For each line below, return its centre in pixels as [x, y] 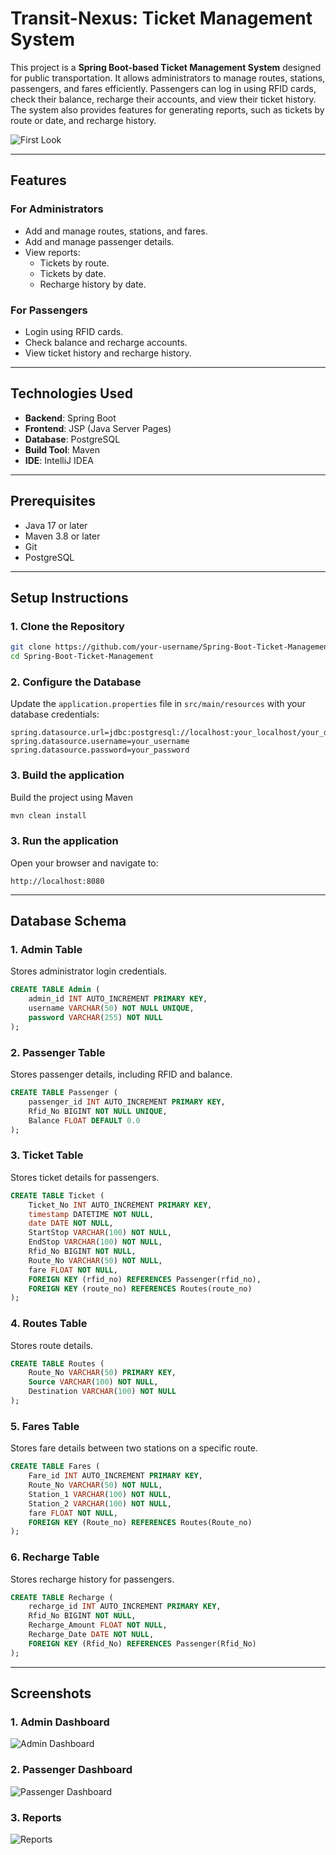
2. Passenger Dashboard [71, 1770]
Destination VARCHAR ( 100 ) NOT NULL [102, 1392]
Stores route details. [52, 1345]
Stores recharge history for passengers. [92, 1579]
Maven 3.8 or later [62, 536]
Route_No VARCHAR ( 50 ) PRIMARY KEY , [102, 1373]
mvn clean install [48, 815]
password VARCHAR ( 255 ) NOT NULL [95, 1018]
